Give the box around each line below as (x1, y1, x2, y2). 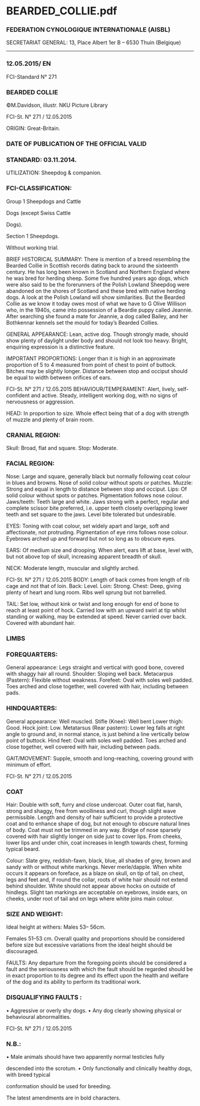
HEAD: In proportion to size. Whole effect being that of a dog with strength (6, 409, 189, 417)
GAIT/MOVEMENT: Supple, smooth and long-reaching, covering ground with (6, 754, 193, 762)
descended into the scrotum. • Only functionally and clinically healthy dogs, (6, 1064, 192, 1072)
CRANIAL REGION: (6, 431, 61, 439)
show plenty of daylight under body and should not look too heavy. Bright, (6, 337, 188, 344)
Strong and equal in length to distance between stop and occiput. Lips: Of (6, 485, 187, 493)
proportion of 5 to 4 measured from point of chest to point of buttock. (6, 361, 177, 368)
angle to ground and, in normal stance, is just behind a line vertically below (6, 730, 190, 738)
